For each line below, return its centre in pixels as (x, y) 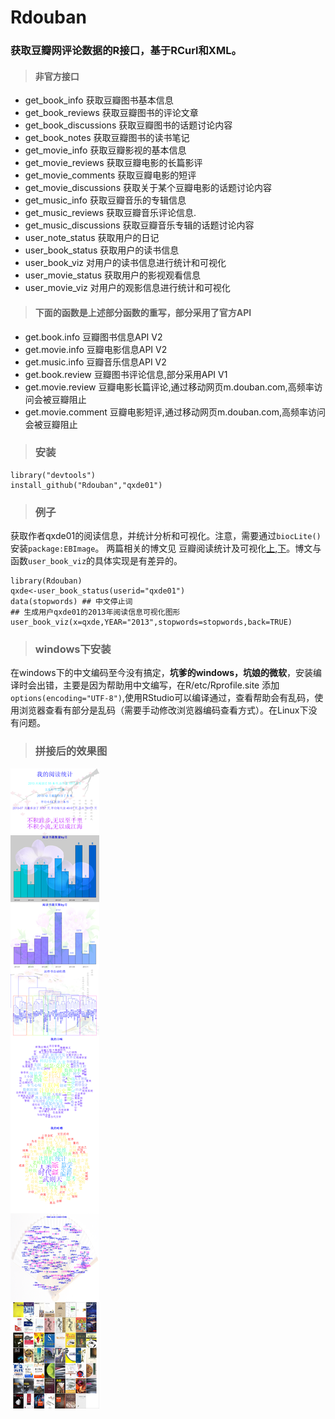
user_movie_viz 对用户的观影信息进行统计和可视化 (127, 288)
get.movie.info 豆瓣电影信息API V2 (96, 349)
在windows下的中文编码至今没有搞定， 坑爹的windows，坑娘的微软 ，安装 (162, 673)
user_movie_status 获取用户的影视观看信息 (113, 275)
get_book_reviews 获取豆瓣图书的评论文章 (111, 113)
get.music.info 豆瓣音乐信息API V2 (95, 362)
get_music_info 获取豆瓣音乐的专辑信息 (105, 200)
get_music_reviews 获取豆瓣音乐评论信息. (110, 213)
